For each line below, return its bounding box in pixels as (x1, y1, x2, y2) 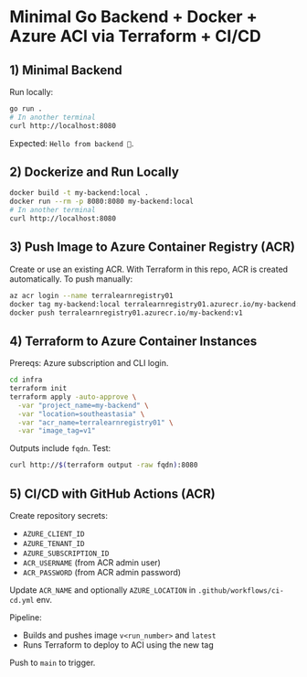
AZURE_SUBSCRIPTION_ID (22, 549, 110, 558)
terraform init (9, 384, 68, 393)
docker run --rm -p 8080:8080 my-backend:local (9, 197, 195, 207)
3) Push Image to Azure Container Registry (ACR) (9, 240, 295, 255)
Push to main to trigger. (9, 657, 96, 668)
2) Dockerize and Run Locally (9, 165, 180, 180)
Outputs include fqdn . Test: (9, 443, 111, 454)
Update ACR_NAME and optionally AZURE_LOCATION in (9, 585, 196, 596)
